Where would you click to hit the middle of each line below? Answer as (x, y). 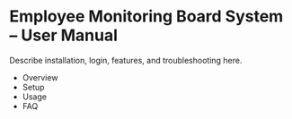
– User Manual (64, 35)
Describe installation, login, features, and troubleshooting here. (126, 60)
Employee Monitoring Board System (146, 17)
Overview (40, 77)
